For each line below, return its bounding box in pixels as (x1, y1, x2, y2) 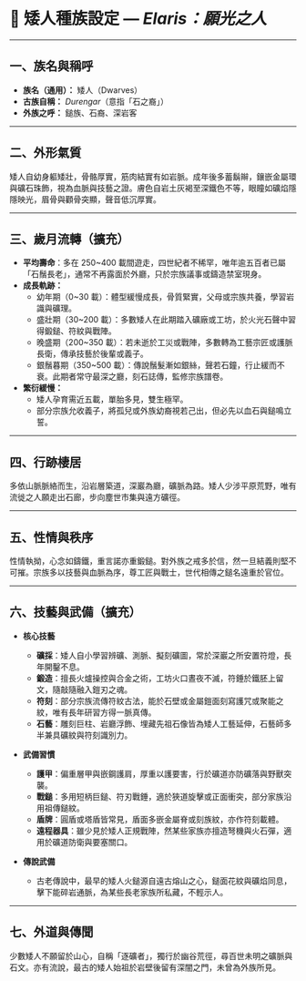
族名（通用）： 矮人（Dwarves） (22, 84, 143, 96)
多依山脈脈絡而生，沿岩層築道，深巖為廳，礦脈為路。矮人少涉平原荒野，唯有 (9, 480, 297, 492)
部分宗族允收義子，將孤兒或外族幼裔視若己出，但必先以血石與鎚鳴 (36, 405, 284, 416)
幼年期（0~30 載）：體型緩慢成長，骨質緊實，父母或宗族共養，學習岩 (36, 291, 294, 302)
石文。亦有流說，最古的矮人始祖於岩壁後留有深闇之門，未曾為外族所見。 (9, 962, 280, 973)
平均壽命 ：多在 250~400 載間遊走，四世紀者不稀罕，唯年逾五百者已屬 (22, 257, 287, 269)
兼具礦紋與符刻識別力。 (44, 730, 133, 741)
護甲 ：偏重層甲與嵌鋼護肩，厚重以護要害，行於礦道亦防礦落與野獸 (36, 768, 284, 779)
